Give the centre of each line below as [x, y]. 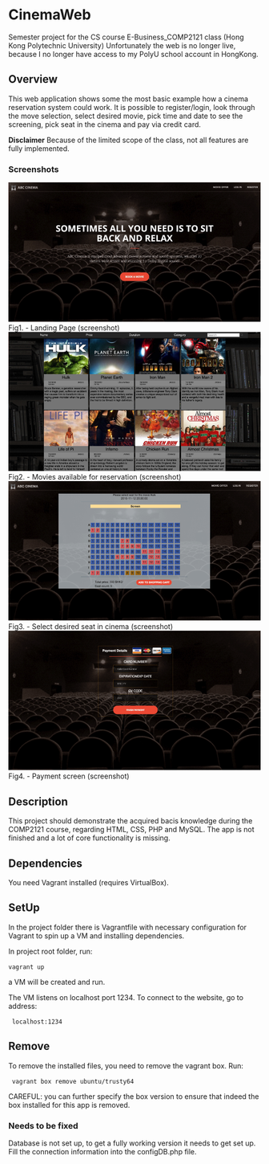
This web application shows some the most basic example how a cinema [128, 99]
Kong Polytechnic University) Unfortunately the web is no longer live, [122, 45]
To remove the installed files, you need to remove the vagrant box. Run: [126, 1065]
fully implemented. [39, 148]
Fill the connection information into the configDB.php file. [103, 1151]
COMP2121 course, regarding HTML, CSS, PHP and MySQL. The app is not [131, 830]
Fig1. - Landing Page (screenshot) [64, 328]
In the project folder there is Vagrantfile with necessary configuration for [127, 927]
